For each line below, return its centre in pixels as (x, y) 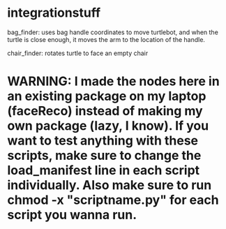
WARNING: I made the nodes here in (113, 81)
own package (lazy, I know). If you (108, 126)
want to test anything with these (103, 141)
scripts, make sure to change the (104, 156)
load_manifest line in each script (104, 171)
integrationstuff (54, 13)
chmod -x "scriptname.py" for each (113, 200)
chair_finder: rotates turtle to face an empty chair (78, 53)
